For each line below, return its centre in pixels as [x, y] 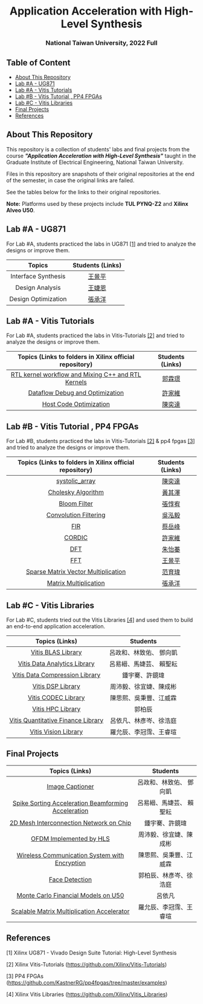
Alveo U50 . [21, 210]
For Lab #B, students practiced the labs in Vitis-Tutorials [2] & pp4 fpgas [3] [101, 441]
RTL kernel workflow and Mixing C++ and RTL [76, 375]
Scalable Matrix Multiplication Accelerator [70, 911]
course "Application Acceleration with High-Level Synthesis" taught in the [101, 156]
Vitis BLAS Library [56, 652]
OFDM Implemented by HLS [70, 838]
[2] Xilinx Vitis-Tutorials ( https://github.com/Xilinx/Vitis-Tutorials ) [87, 964]
